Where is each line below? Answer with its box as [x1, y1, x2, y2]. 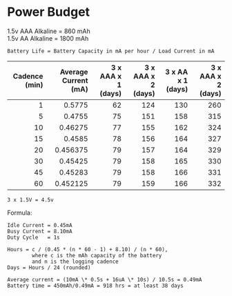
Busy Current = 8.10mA [7, 228, 72, 235]
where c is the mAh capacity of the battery [32, 252, 162, 259]
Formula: [7, 208, 32, 217]
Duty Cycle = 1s [7, 234, 60, 241]
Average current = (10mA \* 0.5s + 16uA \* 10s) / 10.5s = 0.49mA [7, 276, 202, 283]
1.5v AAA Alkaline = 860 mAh [7, 27, 91, 35]
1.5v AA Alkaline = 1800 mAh [7, 34, 89, 42]
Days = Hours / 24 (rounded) [7, 264, 91, 271]
